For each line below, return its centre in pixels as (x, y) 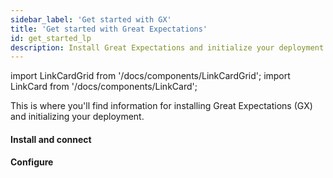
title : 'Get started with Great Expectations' (109, 29)
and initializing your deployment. (77, 117)
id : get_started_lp (51, 38)
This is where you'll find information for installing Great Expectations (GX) (161, 106)
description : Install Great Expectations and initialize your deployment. (169, 47)
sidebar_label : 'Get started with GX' (91, 19)
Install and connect (51, 139)
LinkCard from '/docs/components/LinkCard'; (104, 87)
